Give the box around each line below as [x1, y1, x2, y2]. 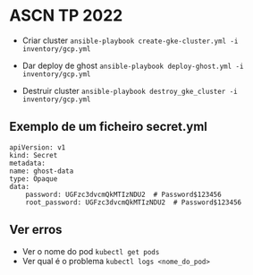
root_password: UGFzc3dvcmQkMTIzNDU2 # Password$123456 [25, 198, 242, 207]
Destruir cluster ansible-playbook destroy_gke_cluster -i [21, 85, 239, 96]
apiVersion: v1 [9, 142, 66, 152]
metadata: [9, 159, 46, 168]
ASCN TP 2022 [9, 5, 123, 26]
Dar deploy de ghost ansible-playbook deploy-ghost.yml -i [21, 60, 244, 71]
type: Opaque [9, 174, 58, 184]
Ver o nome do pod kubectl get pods [21, 245, 160, 256]
